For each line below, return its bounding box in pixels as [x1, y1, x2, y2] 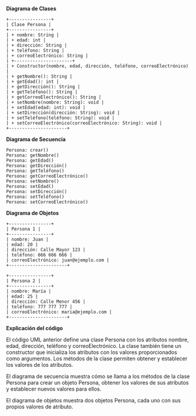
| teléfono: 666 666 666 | [6, 252, 73, 258]
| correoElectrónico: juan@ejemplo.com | [6, 257, 110, 263]
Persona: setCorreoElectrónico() [6, 199, 89, 205]
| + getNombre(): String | [6, 73, 73, 79]
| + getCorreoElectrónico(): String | [6, 94, 102, 100]
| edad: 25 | [6, 293, 38, 299]
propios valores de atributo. [6, 403, 74, 410]
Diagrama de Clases [6, 5, 57, 12]
